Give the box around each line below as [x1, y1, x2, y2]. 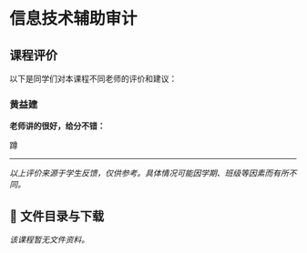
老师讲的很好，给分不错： [9, 120, 106, 132]
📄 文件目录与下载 [9, 208, 105, 224]
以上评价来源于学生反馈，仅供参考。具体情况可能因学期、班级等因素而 [9, 167, 273, 178]
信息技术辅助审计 [9, 8, 138, 29]
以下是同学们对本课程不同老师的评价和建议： [9, 74, 178, 84]
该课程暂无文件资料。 [9, 234, 89, 246]
